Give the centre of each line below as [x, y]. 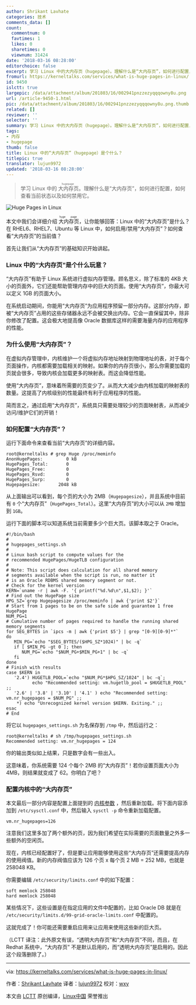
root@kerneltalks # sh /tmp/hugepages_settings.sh [69, 736]
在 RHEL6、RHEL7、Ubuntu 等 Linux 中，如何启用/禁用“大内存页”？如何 [92, 228]
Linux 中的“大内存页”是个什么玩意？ [57, 265]
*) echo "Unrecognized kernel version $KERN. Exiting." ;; [90, 703]
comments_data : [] [28, 22]
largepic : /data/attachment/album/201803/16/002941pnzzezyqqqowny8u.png [96, 93]
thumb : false [22, 147]
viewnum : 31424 [30, 55]
